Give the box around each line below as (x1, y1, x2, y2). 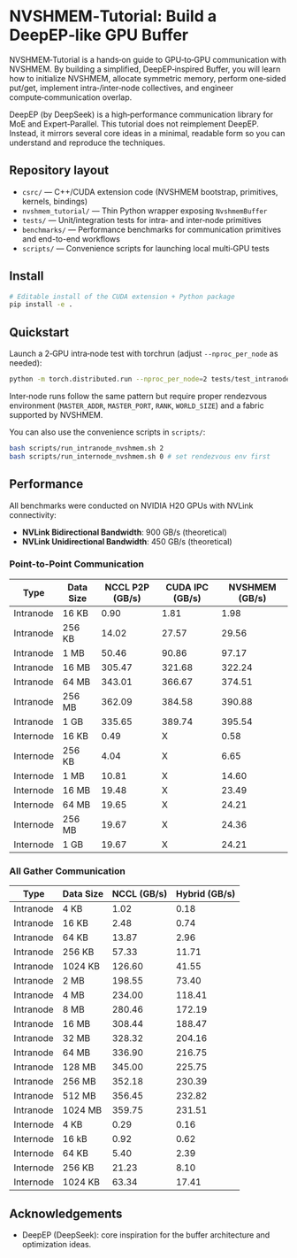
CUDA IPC (165, 581, 209, 593)
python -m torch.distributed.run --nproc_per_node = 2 (9, 374, 208, 384)
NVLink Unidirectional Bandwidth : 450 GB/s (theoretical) (21, 536, 232, 546)
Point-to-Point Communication (9, 558, 144, 570)
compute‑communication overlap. (9, 91, 133, 103)
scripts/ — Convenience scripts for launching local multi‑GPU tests (21, 243, 270, 253)
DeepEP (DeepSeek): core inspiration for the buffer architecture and (21, 1229, 270, 1240)
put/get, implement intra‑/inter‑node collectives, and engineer (9, 82, 234, 93)
